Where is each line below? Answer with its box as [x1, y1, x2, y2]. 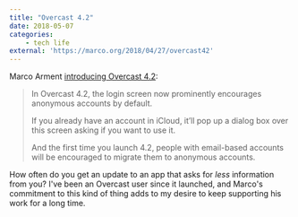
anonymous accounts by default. [30, 98, 153, 108]
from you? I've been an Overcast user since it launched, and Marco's [9, 178, 264, 189]
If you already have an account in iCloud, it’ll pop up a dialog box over [30, 116, 289, 126]
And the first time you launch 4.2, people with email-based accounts [30, 143, 285, 153]
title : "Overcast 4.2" [9, 13, 94, 22]
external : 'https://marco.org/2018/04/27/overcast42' [9, 47, 215, 56]
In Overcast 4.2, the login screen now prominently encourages [30, 89, 262, 100]
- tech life [25, 38, 70, 48]
